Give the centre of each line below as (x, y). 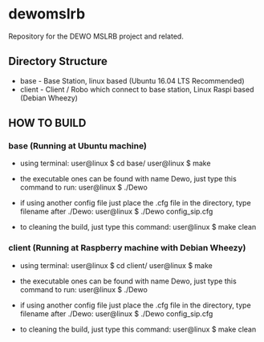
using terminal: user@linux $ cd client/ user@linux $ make (116, 265)
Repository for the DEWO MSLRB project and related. (96, 36)
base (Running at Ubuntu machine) (77, 146)
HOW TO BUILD (47, 123)
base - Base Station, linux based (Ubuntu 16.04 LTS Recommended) (132, 80)
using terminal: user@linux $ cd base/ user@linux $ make (115, 163)
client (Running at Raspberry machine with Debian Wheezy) (127, 248)
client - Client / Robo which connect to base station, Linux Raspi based (137, 89)
